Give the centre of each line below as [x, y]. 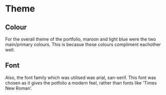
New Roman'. [19, 88]
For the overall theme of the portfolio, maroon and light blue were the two [81, 39]
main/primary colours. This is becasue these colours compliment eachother [83, 44]
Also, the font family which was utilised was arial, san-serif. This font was [81, 77]
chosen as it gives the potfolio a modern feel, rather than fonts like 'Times [81, 82]
